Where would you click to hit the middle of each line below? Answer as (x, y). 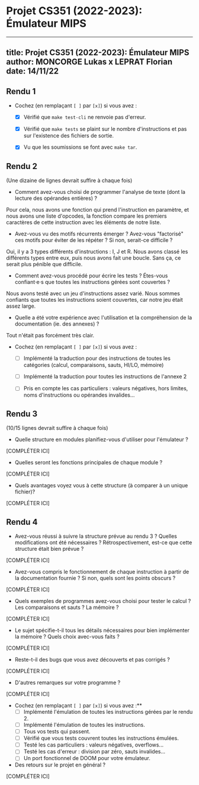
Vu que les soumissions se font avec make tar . (80, 147)
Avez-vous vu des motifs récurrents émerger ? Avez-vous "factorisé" (99, 234)
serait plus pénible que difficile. (44, 264)
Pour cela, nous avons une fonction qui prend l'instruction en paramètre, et (98, 210)
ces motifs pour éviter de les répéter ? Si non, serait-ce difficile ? (94, 240)
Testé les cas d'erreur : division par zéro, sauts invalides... (94, 752)
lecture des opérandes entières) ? (56, 198)
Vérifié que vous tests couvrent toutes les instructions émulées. (101, 738)
